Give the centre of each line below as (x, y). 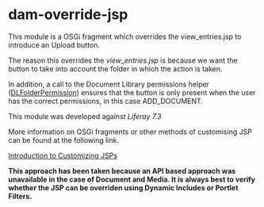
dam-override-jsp (68, 15)
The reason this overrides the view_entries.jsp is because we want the (123, 60)
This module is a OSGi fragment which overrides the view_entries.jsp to (125, 36)
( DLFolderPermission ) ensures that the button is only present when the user (132, 92)
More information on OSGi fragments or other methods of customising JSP (130, 132)
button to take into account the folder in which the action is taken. (115, 68)
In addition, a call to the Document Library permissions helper (109, 84)
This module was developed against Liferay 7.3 (85, 116)
